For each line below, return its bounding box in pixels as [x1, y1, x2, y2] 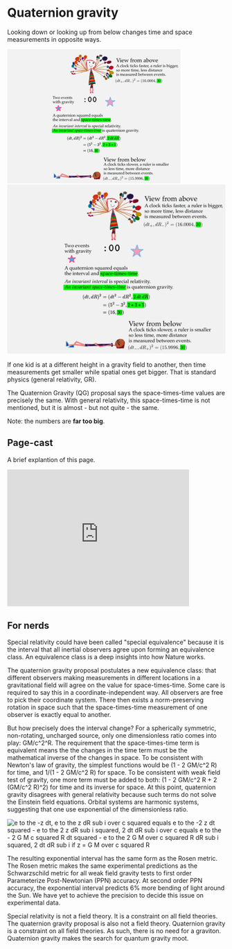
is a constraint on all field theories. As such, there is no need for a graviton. [7, 927, 222, 935]
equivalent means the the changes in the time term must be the [7, 746, 188, 754]
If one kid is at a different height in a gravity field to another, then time [7, 360, 206, 369]
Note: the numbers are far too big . [7, 417, 105, 425]
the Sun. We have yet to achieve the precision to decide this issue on [7, 891, 204, 900]
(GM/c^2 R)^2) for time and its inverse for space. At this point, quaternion [7, 783, 216, 791]
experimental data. [7, 898, 61, 907]
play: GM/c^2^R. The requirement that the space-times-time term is [7, 738, 199, 748]
